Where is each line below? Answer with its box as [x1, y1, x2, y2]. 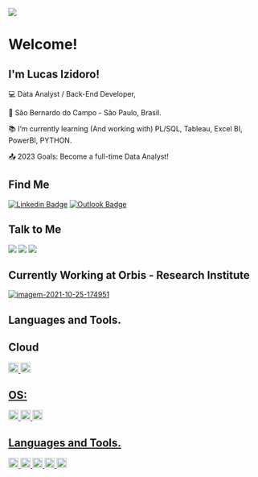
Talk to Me [8, 222, 62, 237]
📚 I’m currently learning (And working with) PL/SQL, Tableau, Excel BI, [8, 124, 243, 133]
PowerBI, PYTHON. [8, 135, 72, 145]
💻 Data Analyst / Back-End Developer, [8, 89, 137, 98]
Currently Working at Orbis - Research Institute [8, 268, 251, 282]
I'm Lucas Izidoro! [8, 67, 100, 81]
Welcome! [8, 35, 78, 54]
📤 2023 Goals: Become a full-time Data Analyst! [8, 151, 169, 161]
